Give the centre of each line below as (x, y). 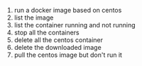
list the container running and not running (75, 25)
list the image (34, 18)
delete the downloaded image (58, 47)
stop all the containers (47, 32)
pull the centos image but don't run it (68, 55)
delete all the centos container (59, 40)
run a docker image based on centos (68, 10)
